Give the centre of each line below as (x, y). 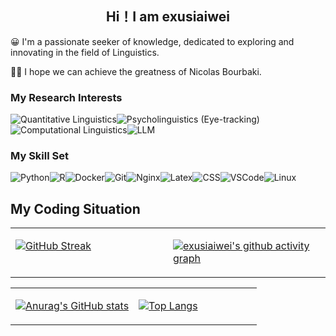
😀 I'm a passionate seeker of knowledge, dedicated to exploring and (152, 41)
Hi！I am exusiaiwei (168, 17)
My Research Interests (66, 97)
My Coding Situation (75, 208)
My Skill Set (39, 156)
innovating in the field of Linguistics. (85, 52)
